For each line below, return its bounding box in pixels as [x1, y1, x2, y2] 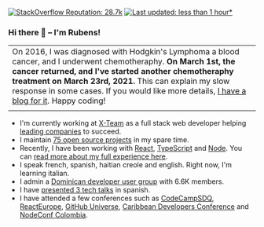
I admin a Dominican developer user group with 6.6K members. [19, 177, 225, 186]
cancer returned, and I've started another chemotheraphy [12, 66, 234, 77]
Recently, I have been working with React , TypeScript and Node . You [19, 144, 243, 153]
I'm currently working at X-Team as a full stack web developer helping [19, 119, 247, 128]
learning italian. [19, 169, 70, 178]
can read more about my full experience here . [19, 152, 168, 161]
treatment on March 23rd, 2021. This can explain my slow [12, 75, 230, 86]
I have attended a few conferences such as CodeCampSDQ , [19, 193, 214, 203]
